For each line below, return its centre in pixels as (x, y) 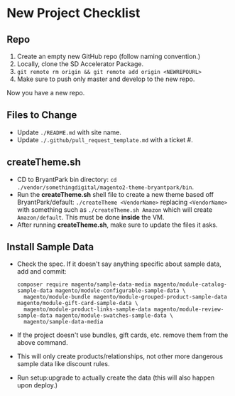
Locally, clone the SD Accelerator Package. (80, 64)
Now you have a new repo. (46, 93)
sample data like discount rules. (63, 364)
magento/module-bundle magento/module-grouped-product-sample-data (126, 297)
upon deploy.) (37, 385)
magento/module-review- (189, 310)
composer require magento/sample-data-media (84, 285)
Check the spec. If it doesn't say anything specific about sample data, (119, 264)
